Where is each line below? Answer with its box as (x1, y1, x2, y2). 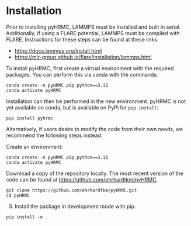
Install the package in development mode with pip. (14, 203, 136, 210)
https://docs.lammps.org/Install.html (14, 47, 102, 54)
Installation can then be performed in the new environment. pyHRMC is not (6, 98, 186, 105)
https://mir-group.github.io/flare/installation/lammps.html (14, 53, 152, 60)
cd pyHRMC (6, 192, 30, 198)
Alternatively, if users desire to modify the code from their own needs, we (6, 125, 183, 132)
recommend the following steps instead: (6, 132, 103, 139)
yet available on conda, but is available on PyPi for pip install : (6, 104, 159, 111)
